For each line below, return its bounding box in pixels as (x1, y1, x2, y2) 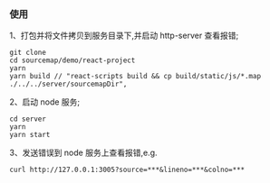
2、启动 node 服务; (9, 96, 81, 107)
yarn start (9, 131, 51, 140)
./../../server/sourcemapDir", (9, 79, 128, 89)
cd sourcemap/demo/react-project (9, 56, 136, 65)
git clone (9, 48, 47, 58)
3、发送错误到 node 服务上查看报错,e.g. (9, 147, 158, 159)
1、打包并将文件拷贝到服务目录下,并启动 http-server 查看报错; (9, 30, 239, 41)
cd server (9, 114, 47, 124)
